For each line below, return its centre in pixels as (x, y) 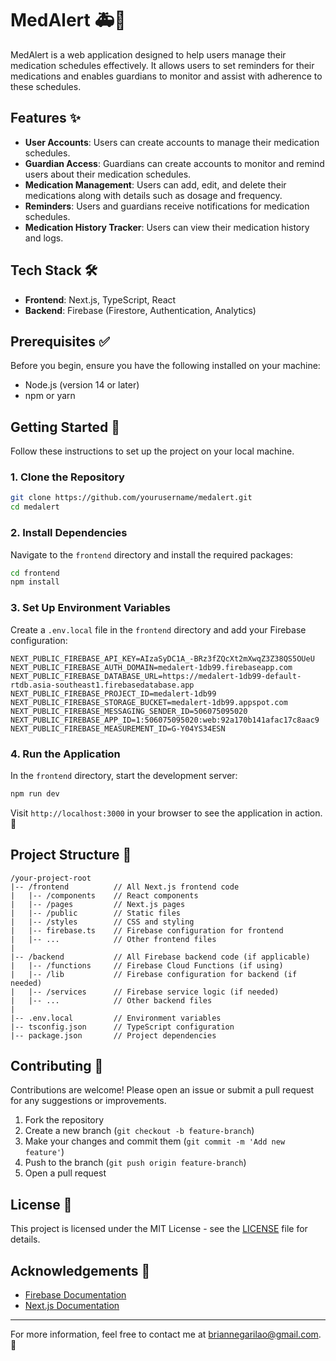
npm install (35, 582)
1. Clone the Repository (67, 477)
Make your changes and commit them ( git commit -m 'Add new (155, 1141)
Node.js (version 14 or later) (82, 385)
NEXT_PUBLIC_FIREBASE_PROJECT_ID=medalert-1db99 (113, 693)
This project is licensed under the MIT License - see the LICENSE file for (159, 1229)
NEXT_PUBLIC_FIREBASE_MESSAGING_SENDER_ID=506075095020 (129, 711)
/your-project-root (51, 878)
